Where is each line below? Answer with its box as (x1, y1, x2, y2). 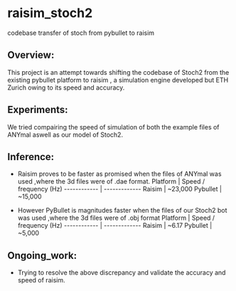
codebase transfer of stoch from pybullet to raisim (7, 28, 155, 37)
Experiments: (7, 104, 69, 116)
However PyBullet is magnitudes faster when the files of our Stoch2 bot (17, 206, 227, 215)
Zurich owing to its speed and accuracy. (7, 83, 125, 92)
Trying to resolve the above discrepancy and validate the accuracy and (17, 268, 226, 277)
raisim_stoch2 (7, 5, 93, 21)
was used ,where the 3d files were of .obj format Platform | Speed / (17, 213, 215, 222)
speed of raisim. (17, 276, 65, 285)
